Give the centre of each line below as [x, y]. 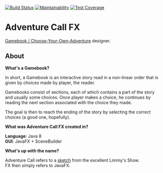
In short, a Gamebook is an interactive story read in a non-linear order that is [82, 77]
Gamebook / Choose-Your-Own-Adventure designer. [58, 41]
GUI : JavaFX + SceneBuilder [34, 141]
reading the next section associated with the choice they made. [69, 102]
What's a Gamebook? [27, 68]
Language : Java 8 [23, 136]
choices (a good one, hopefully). [38, 117]
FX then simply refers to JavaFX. [38, 165]
